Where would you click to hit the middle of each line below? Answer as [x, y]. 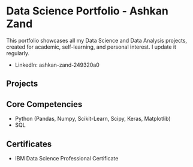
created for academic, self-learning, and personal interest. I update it [91, 47]
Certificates [29, 144]
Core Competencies [44, 104]
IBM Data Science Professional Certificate [67, 158]
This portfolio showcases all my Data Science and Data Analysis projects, [97, 40]
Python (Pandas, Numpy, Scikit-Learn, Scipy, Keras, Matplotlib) [93, 119]
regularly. [18, 53]
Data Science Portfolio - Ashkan [88, 11]
